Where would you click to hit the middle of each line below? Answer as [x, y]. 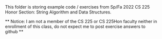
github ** [14, 32]
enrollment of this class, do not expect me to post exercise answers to [75, 26]
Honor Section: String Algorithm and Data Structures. [58, 12]
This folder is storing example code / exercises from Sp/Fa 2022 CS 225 [77, 7]
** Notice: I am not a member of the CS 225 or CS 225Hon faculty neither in [81, 21]
